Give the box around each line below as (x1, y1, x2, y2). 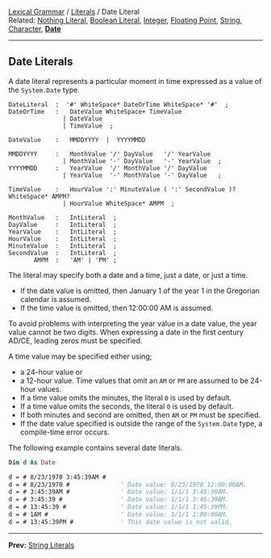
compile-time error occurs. (19, 427, 110, 437)
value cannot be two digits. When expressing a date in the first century (8, 327, 244, 337)
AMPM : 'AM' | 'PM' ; (33, 256, 117, 264)
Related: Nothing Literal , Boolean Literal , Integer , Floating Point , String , (8, 15, 243, 25)
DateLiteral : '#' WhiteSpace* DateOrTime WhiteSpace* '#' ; (8, 100, 229, 108)
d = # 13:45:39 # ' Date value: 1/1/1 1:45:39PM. (8, 503, 229, 511)
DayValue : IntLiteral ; (8, 220, 117, 229)
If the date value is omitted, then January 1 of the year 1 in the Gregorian (19, 286, 261, 296)
